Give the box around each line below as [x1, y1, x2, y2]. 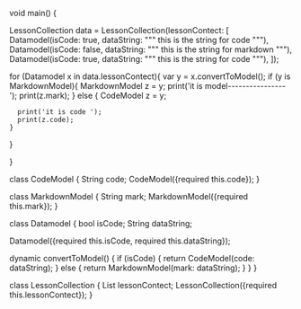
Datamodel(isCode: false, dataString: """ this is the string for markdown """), [9, 44, 293, 55]
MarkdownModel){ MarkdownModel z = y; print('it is [9, 81, 204, 91]
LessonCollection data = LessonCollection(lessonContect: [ [9, 25, 229, 35]
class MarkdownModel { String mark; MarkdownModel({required [9, 191, 249, 201]
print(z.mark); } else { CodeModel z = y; [19, 90, 167, 101]
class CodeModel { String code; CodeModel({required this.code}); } [9, 174, 261, 184]
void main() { [9, 8, 57, 18]
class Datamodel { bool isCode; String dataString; [9, 218, 193, 228]
